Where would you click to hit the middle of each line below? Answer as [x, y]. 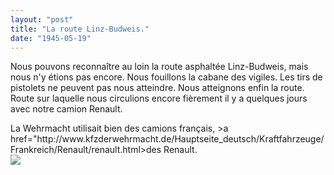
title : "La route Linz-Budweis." [80, 29]
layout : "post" [42, 19]
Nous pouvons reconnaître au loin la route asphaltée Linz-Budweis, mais [159, 67]
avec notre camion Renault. [66, 109]
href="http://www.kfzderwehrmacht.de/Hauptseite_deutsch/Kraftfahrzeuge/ [167, 139]
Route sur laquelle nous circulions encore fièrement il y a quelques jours [159, 98]
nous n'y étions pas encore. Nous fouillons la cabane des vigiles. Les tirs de [166, 77]
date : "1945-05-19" [51, 38]
